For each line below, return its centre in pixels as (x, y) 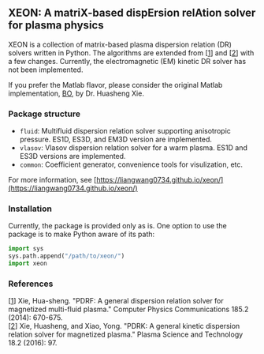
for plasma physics (56, 26)
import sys (26, 249)
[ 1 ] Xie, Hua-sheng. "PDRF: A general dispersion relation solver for (116, 301)
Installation (30, 209)
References (31, 284)
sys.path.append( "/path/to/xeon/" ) (67, 256)
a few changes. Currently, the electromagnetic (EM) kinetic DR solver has (127, 61)
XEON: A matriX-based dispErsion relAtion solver (132, 13)
